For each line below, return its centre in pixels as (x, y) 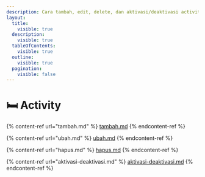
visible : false (37, 74)
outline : (23, 57)
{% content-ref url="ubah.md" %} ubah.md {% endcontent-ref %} (90, 138)
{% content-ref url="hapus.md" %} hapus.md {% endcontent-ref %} (92, 150)
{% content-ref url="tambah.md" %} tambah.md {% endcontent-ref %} (96, 127)
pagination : (27, 68)
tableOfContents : (34, 46)
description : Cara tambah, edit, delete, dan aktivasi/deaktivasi (92, 12)
